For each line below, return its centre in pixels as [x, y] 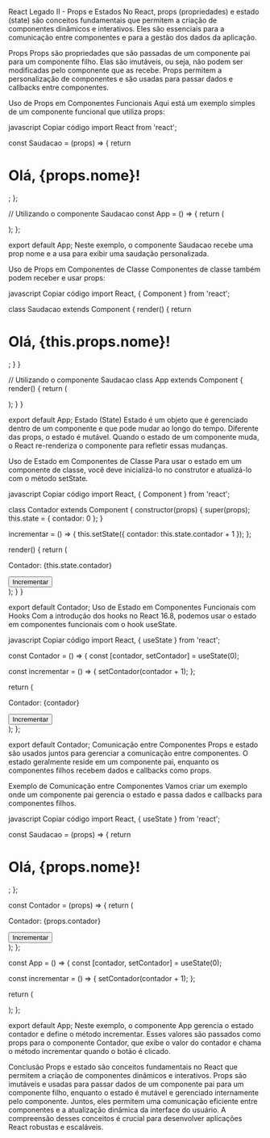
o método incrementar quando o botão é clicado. [89, 1051]
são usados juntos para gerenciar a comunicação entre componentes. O [128, 753]
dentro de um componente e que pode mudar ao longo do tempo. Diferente [134, 428]
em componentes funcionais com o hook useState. [93, 624]
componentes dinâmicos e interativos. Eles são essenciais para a [116, 29]
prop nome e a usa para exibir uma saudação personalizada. [109, 253]
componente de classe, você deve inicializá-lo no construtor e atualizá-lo [130, 470]
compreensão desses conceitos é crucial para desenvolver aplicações [125, 1118]
